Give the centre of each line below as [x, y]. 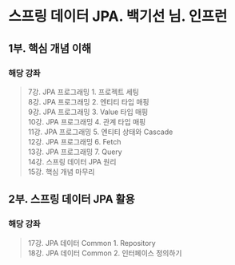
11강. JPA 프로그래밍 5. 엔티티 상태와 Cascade [100, 132]
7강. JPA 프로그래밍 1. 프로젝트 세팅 [84, 92]
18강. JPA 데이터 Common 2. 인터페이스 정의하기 [105, 253]
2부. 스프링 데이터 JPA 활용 [72, 199]
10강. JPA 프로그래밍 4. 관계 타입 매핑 [87, 121]
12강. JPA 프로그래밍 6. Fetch [74, 141]
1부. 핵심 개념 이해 [50, 48]
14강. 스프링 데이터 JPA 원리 [72, 161]
